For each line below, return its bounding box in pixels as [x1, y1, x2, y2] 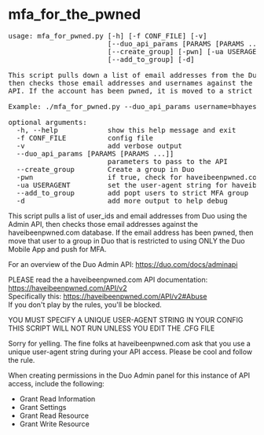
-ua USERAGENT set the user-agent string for [16, 181, 228, 189]
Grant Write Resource [19, 419, 90, 429]
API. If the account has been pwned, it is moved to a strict [8, 86, 253, 95]
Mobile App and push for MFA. [8, 244, 108, 254]
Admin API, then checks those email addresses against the [8, 219, 199, 228]
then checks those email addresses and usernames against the [8, 79, 253, 87]
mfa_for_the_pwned [8, 5, 141, 24]
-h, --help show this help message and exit [16, 126, 236, 134]
